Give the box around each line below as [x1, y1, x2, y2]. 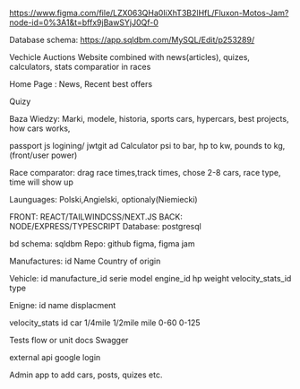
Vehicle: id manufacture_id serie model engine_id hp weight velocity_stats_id [9, 273, 292, 283]
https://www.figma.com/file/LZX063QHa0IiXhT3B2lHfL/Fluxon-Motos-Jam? [9, 8, 289, 18]
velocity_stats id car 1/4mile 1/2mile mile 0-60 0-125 [9, 317, 201, 328]
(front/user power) [9, 150, 78, 160]
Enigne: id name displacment [9, 300, 116, 310]
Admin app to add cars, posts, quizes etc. [9, 369, 163, 380]
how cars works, [9, 123, 71, 134]
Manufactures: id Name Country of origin [9, 255, 161, 266]
